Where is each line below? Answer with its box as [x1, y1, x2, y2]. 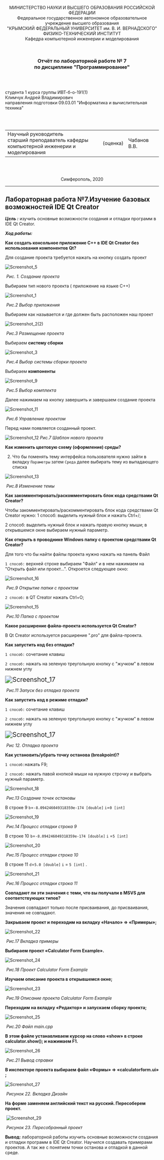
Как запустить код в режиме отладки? [5, 697, 88, 703]
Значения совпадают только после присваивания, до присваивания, [5, 905, 149, 910]
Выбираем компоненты [5, 369, 56, 374]
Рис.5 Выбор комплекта [6, 387, 57, 394]
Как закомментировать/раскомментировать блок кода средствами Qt [5, 492, 159, 499]
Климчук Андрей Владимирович [5, 94, 73, 100]
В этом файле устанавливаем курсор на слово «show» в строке [5, 1033, 143, 1039]
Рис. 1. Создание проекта [6, 274, 60, 279]
